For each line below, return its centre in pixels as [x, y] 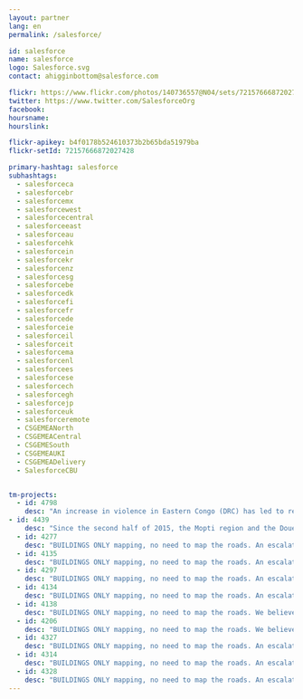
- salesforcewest [49, 209]
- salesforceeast [49, 226]
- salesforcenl [45, 361]
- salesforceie [45, 327]
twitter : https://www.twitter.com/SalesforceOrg [102, 101]
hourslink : [29, 126]
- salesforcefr [45, 311]
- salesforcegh [45, 395]
